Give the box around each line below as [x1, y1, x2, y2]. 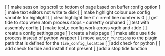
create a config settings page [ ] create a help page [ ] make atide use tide [5, 30, 156, 36]
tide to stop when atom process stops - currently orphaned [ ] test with [5, 19, 149, 25]
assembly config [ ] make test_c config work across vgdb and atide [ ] [5, 25, 147, 31]
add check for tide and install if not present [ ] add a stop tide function [5, 46, 148, 51]
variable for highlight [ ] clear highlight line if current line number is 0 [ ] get [5, 15, 158, 20]
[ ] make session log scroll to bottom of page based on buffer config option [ [5, 4, 161, 10]
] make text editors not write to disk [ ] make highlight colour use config [5, 9, 150, 15]
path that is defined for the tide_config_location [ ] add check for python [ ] [5, 40, 161, 46]
